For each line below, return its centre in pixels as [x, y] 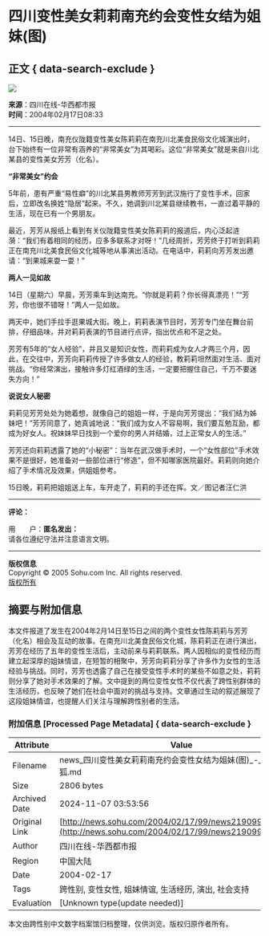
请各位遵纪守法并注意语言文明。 [61, 539]
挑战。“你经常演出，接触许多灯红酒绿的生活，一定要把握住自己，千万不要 [129, 369]
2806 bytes [82, 786]
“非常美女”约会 [33, 176]
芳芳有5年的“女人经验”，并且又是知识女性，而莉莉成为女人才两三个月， [126, 349]
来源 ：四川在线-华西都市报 [52, 104]
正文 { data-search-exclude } [82, 69]
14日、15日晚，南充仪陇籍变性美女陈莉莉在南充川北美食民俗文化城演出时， [131, 139]
